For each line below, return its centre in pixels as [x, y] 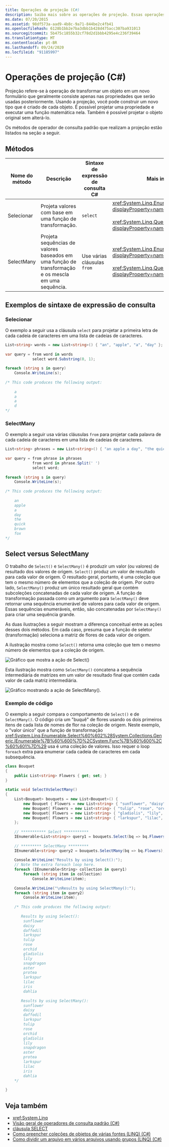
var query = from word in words [39, 354]
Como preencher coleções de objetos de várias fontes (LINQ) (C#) [81, 1134]
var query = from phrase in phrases [44, 459]
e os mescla [55, 275]
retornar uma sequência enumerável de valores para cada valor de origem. [83, 604]
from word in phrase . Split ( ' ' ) [66, 463]
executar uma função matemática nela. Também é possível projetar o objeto [84, 113]
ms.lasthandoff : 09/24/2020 [35, 47]
